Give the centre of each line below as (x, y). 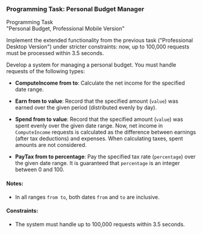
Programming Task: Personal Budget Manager (75, 9)
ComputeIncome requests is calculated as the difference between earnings (105, 132)
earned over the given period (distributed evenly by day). (86, 108)
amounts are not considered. (51, 145)
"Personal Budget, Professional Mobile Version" (65, 28)
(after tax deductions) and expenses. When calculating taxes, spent (99, 138)
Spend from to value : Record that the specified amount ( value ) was (99, 119)
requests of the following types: (46, 71)
